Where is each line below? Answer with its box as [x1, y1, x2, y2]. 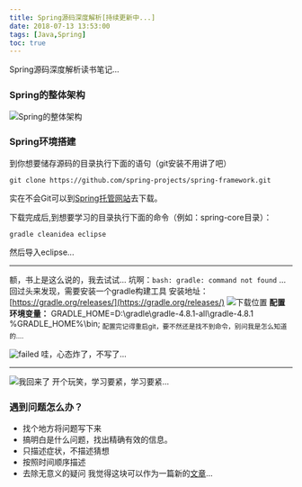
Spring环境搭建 [9, 136, 76, 149]
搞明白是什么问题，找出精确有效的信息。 [22, 434, 173, 445]
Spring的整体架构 [9, 89, 85, 102]
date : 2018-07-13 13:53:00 [9, 22, 111, 31]
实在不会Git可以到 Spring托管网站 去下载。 [9, 193, 163, 203]
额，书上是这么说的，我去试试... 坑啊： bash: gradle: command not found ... [9, 274, 287, 284]
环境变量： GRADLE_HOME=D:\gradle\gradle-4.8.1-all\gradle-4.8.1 [9, 308, 254, 319]
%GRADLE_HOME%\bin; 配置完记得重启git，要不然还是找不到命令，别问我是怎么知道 [9, 318, 288, 331]
